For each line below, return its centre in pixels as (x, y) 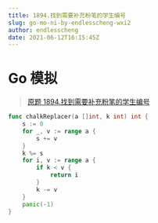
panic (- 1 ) (38, 204)
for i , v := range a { (59, 161)
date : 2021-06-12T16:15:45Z (54, 37)
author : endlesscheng (43, 30)
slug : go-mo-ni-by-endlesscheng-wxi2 (70, 23)
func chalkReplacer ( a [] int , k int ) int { (78, 117)
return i (64, 175)
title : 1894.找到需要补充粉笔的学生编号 (67, 15)
